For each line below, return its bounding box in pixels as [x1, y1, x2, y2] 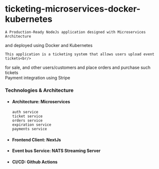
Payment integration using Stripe [5, 75, 71, 80]
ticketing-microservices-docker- [5, 3, 141, 15]
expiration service [12, 123, 52, 127]
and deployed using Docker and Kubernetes [5, 42, 93, 48]
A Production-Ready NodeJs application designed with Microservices [5, 30, 146, 34]
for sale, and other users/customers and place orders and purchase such [5, 64, 151, 70]
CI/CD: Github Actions [12, 159, 58, 165]
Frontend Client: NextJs [12, 137, 61, 142]
